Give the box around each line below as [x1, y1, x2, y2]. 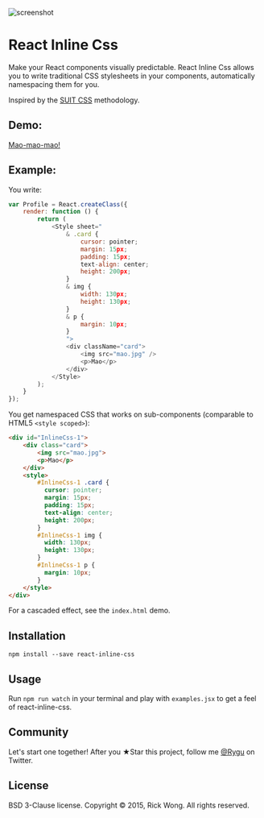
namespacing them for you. [8, 79, 100, 89]
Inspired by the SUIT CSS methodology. [8, 95, 140, 105]
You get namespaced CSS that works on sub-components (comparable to [8, 409, 254, 419]
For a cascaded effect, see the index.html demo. [8, 605, 171, 616]
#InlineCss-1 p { [37, 561, 95, 570]
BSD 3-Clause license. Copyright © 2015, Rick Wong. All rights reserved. [8, 800, 250, 810]
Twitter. [8, 755, 34, 765]
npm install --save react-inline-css [8, 650, 135, 658]
